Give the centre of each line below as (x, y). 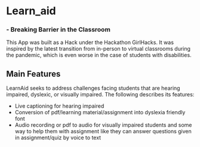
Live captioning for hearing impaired (59, 106)
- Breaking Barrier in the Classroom (58, 30)
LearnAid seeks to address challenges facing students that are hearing (93, 88)
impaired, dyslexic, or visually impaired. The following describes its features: (100, 95)
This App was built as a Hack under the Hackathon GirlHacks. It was (90, 42)
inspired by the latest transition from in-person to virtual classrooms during (99, 49)
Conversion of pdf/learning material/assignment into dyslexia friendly (100, 112)
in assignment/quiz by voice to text (58, 137)
